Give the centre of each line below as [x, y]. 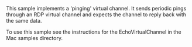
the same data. [24, 21]
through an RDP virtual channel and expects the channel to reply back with [96, 15]
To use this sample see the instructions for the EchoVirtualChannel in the [94, 32]
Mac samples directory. [35, 38]
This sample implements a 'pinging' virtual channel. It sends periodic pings [96, 8]
